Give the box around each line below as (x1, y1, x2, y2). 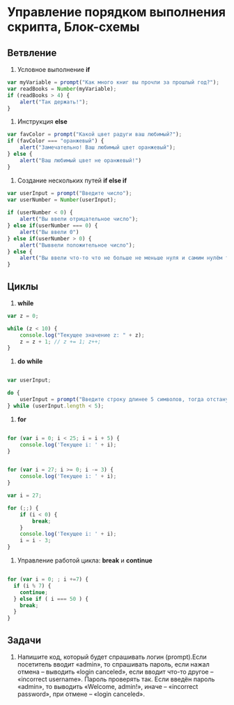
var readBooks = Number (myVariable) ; (7, 85, 117, 92)
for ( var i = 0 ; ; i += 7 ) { (7, 576, 89, 583)
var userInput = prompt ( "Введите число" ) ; (7, 189, 132, 196)
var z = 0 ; (7, 312, 39, 319)
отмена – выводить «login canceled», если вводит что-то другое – (17, 668, 214, 676)
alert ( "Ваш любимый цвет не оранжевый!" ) (19, 157, 141, 164)
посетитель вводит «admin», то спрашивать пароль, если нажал (17, 660, 210, 668)
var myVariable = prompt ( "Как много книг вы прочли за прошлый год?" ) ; (7, 79, 219, 86)
